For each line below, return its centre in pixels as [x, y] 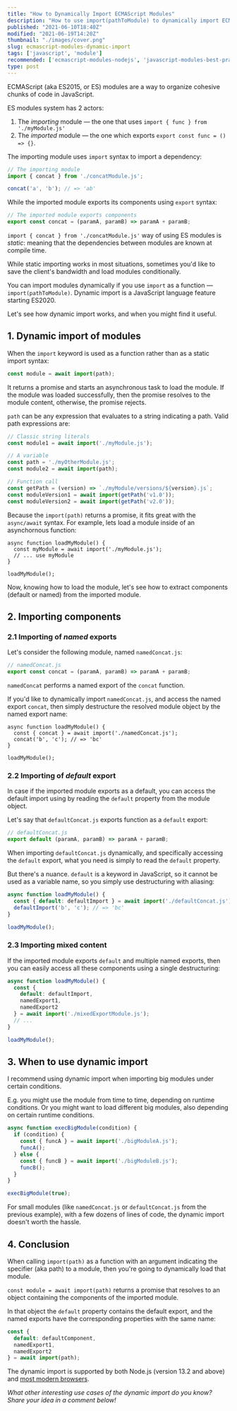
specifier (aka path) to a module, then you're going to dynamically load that [117, 1268]
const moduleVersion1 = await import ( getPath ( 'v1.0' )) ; [91, 495]
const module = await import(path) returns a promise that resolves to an [114, 1290]
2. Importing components [64, 616]
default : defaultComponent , [55, 1338]
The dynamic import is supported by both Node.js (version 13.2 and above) [116, 1371]
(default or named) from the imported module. [74, 594]
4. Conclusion [38, 1244]
